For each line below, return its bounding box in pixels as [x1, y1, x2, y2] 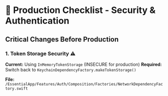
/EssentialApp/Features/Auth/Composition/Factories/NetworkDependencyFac [5, 81, 163, 86]
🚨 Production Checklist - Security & [5, 4, 156, 16]
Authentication [5, 15, 69, 26]
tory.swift [5, 86, 28, 91]
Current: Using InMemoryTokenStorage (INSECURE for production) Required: [5, 61, 162, 67]
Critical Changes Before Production [5, 35, 119, 43]
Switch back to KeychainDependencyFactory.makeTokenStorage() [5, 66, 137, 72]
